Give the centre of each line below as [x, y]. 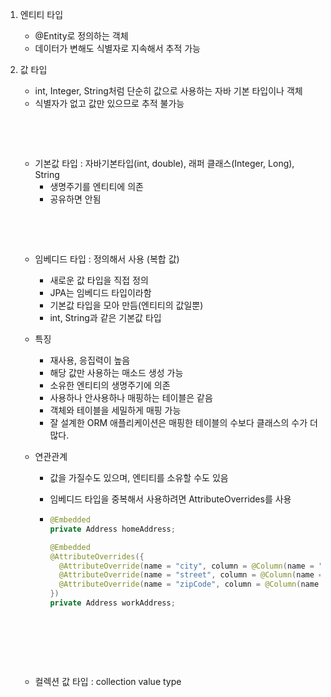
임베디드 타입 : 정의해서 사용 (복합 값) [107, 259]
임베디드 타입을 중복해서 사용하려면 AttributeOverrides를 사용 [170, 499]
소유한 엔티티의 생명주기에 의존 [110, 385]
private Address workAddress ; [112, 603]
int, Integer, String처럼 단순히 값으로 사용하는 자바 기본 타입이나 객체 [168, 91]
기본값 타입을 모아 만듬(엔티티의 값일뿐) [126, 305]
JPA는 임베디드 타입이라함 [100, 292]
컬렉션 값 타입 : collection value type [108, 681]
